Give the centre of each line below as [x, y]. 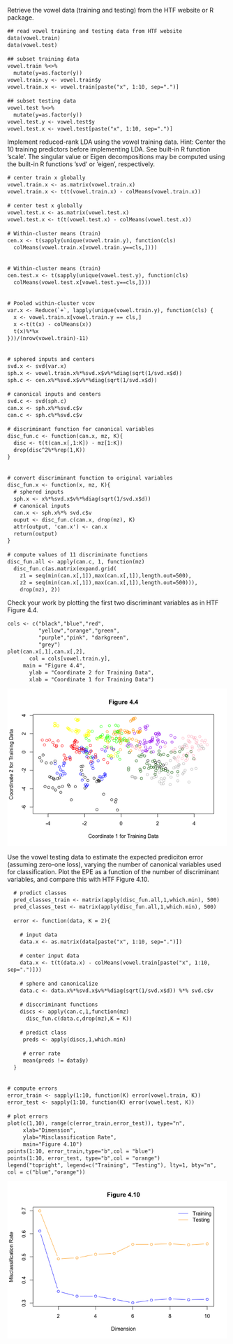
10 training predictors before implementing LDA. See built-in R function [109, 149]
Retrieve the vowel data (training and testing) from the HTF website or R [111, 10]
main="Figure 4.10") [52, 1144]
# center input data [50, 956]
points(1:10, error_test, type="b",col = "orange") [84, 1158]
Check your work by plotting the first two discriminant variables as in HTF [113, 603]
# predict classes [40, 893]
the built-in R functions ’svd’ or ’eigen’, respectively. [81, 164]
